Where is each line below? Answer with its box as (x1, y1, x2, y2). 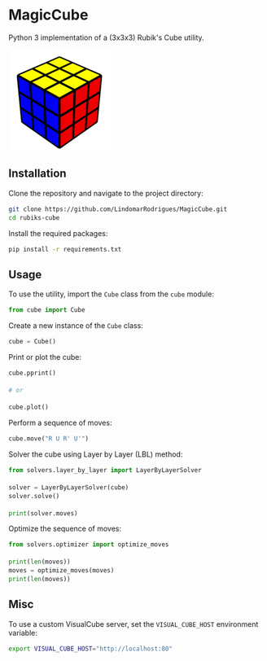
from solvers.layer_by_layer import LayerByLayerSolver (8, 466, 202, 475)
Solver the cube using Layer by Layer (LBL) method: (8, 449, 183, 459)
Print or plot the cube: (8, 352, 82, 361)
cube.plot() (8, 403, 49, 412)
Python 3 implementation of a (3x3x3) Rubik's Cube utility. (8, 33, 205, 42)
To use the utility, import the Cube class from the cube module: (8, 289, 214, 299)
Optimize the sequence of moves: (8, 523, 122, 534)
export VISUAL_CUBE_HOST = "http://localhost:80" (8, 645, 173, 653)
